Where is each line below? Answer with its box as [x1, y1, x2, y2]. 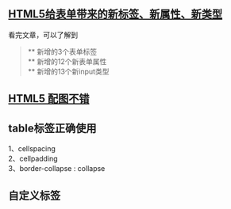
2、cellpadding [8, 154, 58, 164]
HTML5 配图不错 [8, 92, 90, 105]
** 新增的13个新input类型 [27, 66, 110, 76]
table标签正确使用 [8, 121, 97, 135]
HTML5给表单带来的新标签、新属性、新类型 [8, 7, 223, 21]
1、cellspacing [8, 144, 56, 154]
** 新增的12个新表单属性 [27, 56, 107, 66]
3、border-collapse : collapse [8, 164, 106, 173]
